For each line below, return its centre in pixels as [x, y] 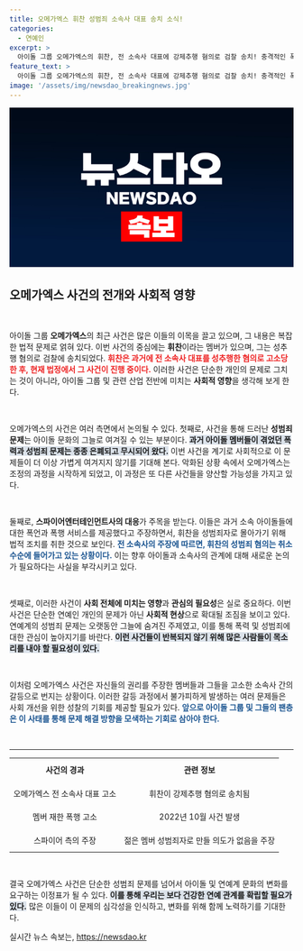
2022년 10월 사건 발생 [200, 817]
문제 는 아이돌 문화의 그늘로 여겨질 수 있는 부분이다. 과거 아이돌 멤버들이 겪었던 [146, 440]
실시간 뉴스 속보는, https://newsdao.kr [78, 937]
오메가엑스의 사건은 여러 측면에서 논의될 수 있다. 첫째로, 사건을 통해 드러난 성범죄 [151, 429]
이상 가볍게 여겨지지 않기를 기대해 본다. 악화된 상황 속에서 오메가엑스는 [167, 462]
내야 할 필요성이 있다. [63, 648]
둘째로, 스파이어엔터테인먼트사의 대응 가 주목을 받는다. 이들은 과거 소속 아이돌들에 [151, 522]
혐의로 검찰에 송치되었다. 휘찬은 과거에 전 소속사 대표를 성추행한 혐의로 [141, 358]
